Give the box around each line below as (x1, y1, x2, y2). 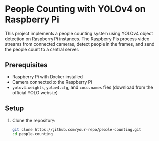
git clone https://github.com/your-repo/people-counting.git (12, 127, 142, 132)
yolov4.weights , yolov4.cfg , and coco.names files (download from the (12, 84, 153, 90)
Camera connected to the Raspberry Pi (12, 79, 92, 85)
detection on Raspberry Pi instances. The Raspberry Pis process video (5, 36, 150, 42)
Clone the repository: (12, 117, 56, 123)
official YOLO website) (12, 89, 58, 95)
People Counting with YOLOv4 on (5, 3, 146, 15)
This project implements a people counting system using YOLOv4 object (5, 30, 153, 36)
